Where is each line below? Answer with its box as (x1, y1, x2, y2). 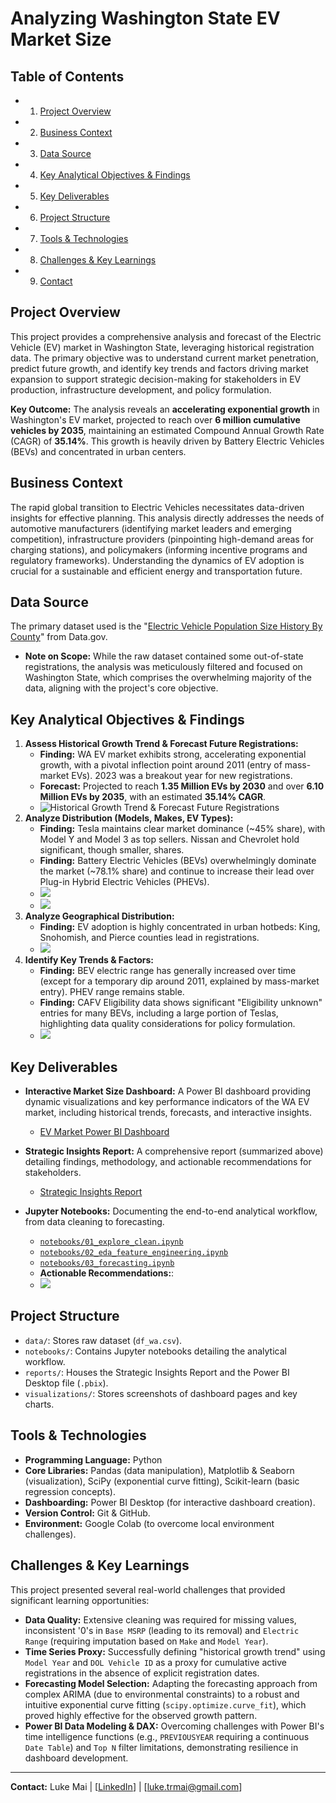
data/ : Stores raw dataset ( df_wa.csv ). (24, 1334, 183, 1346)
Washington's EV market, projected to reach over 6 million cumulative (10, 413, 301, 426)
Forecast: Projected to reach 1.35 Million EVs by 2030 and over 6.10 (39, 780, 325, 792)
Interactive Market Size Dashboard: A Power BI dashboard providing (24, 1085, 312, 1097)
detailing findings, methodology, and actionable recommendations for (24, 1156, 312, 1168)
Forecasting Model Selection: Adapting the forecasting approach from (24, 1677, 318, 1689)
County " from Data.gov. (10, 631, 108, 643)
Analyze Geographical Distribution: (24, 910, 175, 922)
